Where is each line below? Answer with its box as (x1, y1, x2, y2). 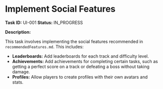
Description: (5, 29, 31, 35)
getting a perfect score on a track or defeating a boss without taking (12, 64, 150, 69)
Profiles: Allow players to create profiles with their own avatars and (12, 74, 148, 80)
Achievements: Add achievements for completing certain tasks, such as (12, 58, 158, 64)
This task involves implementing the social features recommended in (5, 38, 143, 44)
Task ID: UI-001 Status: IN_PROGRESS (5, 20, 83, 25)
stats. (12, 79, 23, 85)
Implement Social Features (5, 3, 116, 15)
